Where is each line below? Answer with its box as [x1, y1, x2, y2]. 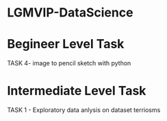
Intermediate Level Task [7, 83, 146, 99]
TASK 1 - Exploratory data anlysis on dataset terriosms [7, 106, 161, 114]
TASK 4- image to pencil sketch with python [7, 59, 131, 67]
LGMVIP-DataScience [7, 5, 133, 21]
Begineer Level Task [7, 36, 125, 52]
